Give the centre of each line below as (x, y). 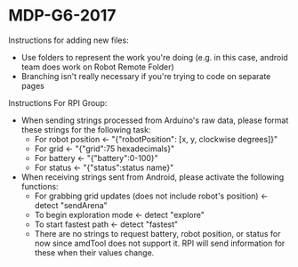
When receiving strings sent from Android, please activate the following (153, 177)
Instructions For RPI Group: (58, 102)
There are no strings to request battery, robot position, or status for (157, 233)
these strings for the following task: (86, 129)
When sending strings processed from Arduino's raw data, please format (155, 120)
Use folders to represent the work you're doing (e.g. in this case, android (154, 57)
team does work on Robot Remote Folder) (97, 67)
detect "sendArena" (71, 205)
